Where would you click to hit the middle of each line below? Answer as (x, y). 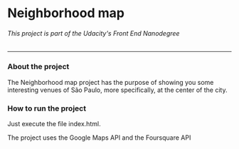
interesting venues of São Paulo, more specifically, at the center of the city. (117, 90)
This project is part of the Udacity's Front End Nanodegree (94, 33)
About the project (38, 67)
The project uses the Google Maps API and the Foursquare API (99, 138)
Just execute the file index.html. (54, 123)
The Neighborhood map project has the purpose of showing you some (111, 82)
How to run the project (47, 108)
